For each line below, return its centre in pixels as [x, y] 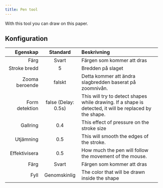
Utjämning [27, 139]
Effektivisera [24, 154]
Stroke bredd [24, 68]
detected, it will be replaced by [117, 108]
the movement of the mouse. [114, 156]
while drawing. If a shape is [113, 103]
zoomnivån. [95, 88]
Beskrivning [96, 52]
